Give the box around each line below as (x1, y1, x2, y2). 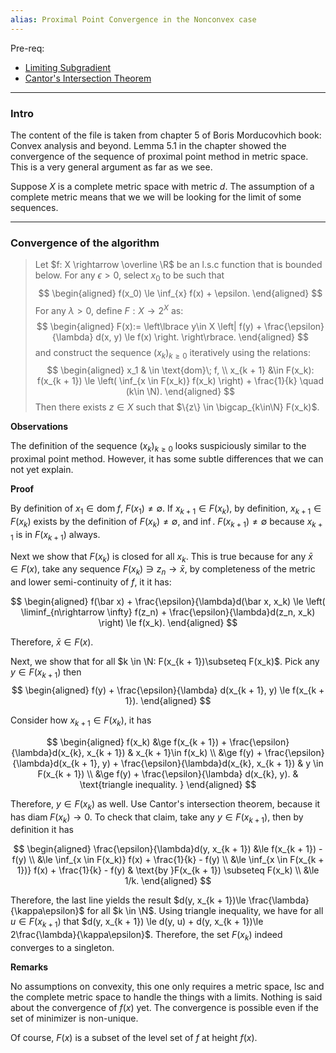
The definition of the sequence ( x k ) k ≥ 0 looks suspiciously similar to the (10, 440, 307, 455)
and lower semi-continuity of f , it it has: (10, 576, 172, 588)
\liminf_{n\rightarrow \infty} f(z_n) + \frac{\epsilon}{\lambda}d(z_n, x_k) (20, 606, 316, 618)
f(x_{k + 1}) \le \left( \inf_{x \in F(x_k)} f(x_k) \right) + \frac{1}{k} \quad (36, 375, 324, 387)
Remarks (10, 961, 49, 973)
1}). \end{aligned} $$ (124, 695, 212, 707)
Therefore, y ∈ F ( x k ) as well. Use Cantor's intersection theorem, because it (10, 797, 321, 812)
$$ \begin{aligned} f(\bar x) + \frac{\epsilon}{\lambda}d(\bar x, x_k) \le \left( (10, 596, 326, 608)
